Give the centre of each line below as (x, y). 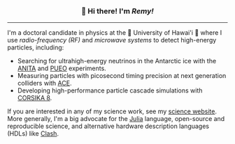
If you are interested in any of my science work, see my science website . (112, 111)
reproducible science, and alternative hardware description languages (108, 126)
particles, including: (36, 47)
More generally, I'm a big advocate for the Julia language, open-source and (116, 119)
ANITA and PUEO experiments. (62, 68)
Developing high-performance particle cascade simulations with (110, 90)
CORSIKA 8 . (35, 98)
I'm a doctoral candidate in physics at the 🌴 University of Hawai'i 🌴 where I (115, 33)
